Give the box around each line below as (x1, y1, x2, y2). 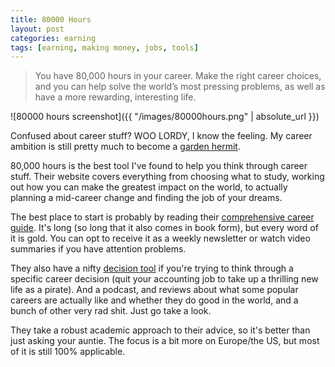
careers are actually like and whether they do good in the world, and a (10, 294, 299, 306)
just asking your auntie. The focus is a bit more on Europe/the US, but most (10, 335, 320, 347)
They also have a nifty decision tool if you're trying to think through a (10, 262, 294, 275)
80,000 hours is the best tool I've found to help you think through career (10, 160, 308, 172)
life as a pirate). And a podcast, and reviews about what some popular (10, 284, 299, 296)
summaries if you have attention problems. (10, 243, 187, 255)
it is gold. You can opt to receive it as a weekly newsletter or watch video (10, 232, 311, 245)
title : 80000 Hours (10, 14, 92, 25)
